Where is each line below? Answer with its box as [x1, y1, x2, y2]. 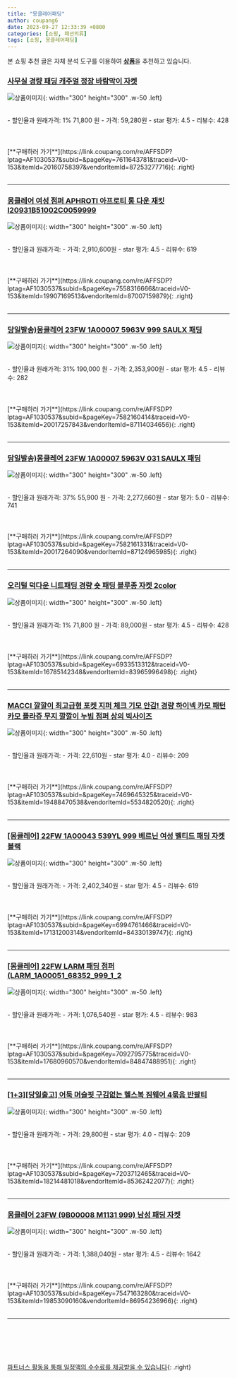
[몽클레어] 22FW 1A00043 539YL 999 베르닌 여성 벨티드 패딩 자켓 [7, 831, 226, 841]
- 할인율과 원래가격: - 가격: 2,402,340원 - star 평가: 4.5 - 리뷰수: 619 [7, 881, 199, 890]
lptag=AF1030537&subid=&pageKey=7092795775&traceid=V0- [7, 1049, 192, 1058]
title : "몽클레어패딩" [7, 10, 66, 18]
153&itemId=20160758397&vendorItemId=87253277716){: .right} [7, 163, 195, 172]
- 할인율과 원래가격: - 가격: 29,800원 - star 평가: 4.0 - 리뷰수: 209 [7, 1130, 190, 1138]
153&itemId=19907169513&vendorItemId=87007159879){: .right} [7, 291, 193, 300]
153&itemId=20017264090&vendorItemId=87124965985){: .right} [7, 548, 197, 556]
